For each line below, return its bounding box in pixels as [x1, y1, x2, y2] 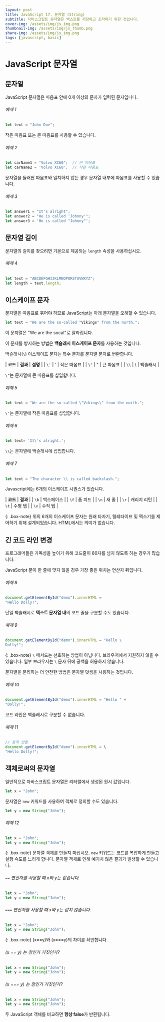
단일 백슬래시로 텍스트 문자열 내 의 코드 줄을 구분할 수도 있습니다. [5, 610, 130, 616]
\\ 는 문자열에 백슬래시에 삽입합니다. [5, 448, 75, 454]
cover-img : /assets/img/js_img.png [5, 21, 79, 27]
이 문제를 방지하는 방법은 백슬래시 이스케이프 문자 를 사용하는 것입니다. [5, 340, 141, 346]
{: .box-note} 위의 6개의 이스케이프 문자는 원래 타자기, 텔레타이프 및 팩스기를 [5, 514, 155, 520]
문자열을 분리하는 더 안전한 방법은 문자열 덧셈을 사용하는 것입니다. [5, 669, 133, 675]
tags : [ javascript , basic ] [5, 36, 61, 41]
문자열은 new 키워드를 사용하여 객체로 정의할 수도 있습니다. [5, 798, 119, 804]
